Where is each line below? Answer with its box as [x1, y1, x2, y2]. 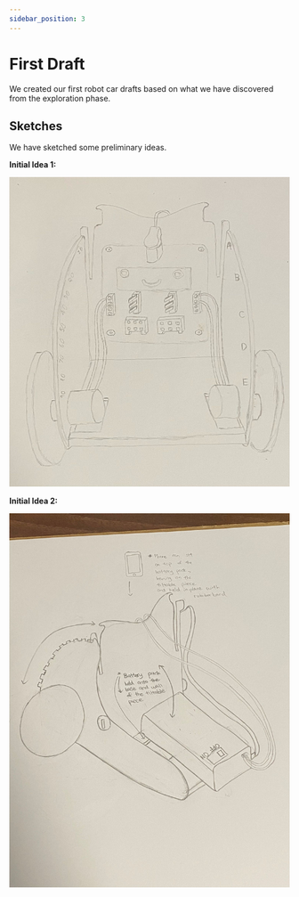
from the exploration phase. [9, 93, 111, 103]
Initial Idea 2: [9, 495, 58, 506]
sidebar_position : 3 [9, 14, 86, 23]
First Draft [9, 53, 85, 74]
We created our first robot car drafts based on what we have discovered [9, 83, 274, 94]
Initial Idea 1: [9, 159, 56, 170]
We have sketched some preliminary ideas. [9, 143, 167, 153]
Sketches [9, 118, 63, 134]
